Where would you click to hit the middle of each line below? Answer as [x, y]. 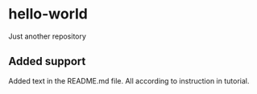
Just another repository [48, 36]
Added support [47, 61]
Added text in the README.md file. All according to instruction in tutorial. [129, 80]
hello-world [48, 14]
